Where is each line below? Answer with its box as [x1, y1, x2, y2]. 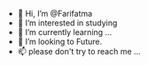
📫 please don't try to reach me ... [17, 47, 141, 56]
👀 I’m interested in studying [17, 18, 118, 28]
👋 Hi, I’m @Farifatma [17, 9, 93, 18]
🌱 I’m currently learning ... [17, 27, 113, 37]
